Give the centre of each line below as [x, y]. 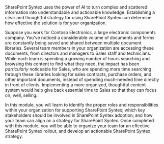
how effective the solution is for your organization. [56, 23]
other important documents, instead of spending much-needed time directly [82, 79]
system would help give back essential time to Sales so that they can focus [81, 90]
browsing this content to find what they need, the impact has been [72, 64]
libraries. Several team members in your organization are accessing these [80, 48]
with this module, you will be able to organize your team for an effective [77, 126]
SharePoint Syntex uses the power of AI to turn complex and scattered [76, 7]
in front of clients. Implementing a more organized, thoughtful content [76, 85]
